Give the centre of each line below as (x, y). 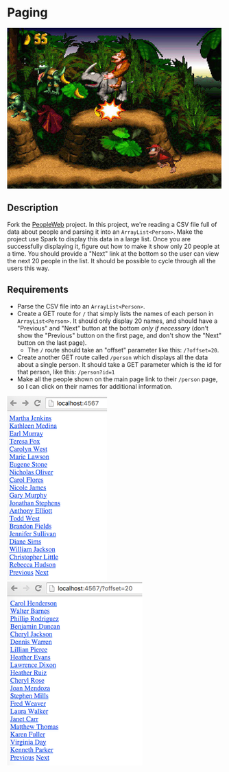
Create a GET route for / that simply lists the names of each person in (115, 313)
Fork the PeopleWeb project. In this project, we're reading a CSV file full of (112, 224)
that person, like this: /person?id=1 (66, 372)
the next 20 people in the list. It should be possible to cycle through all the (111, 261)
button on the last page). (52, 342)
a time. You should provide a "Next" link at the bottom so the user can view (113, 253)
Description (33, 208)
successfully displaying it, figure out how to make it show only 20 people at (113, 246)
